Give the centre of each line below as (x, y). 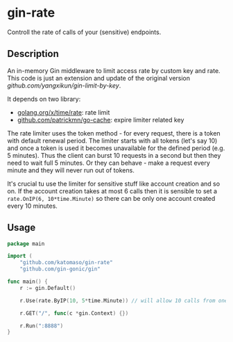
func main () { (28, 282)
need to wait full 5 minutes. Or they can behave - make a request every (109, 163)
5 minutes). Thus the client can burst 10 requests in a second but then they (114, 155)
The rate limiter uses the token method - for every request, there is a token (114, 133)
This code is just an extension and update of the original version (99, 78)
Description (33, 54)
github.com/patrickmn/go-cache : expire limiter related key (101, 120)
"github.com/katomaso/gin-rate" (66, 263)
